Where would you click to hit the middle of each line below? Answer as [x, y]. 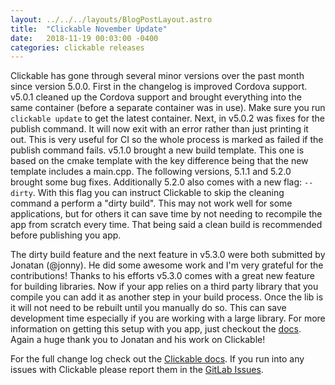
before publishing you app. [66, 235]
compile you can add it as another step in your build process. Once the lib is [167, 297]
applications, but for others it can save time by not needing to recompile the [166, 214]
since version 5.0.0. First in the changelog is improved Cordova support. [159, 87]
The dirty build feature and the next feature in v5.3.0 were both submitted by [168, 255]
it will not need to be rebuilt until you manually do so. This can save [148, 308]
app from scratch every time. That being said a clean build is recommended [166, 225]
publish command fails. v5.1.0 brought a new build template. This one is [157, 150]
